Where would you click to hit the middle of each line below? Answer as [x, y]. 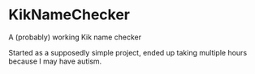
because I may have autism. [55, 61]
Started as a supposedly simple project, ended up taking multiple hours [128, 52]
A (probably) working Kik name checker [75, 37]
